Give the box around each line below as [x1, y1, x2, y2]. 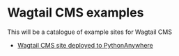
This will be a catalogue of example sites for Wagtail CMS [7, 28, 173, 36]
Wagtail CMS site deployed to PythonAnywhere [17, 41, 153, 49]
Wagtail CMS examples [7, 5, 144, 21]
